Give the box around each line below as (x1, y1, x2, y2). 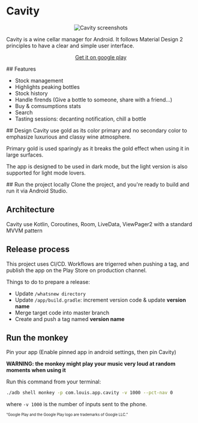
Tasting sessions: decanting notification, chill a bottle (14, 115, 147, 122)
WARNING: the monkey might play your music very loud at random (6, 360, 176, 367)
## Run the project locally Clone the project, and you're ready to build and (6, 181, 190, 188)
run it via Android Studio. (6, 187, 68, 194)
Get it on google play (74, 53, 127, 61)
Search (14, 109, 33, 116)
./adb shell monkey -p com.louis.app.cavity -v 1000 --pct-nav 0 (6, 390, 173, 396)
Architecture (6, 205, 55, 215)
